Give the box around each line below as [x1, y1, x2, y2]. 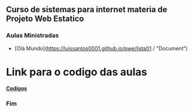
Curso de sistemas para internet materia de [6, 5, 168, 15]
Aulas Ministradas [6, 32, 59, 40]
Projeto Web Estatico [6, 14, 84, 24]
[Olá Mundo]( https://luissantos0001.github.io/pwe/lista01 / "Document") [14, 45, 188, 52]
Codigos [6, 85, 27, 92]
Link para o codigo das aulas [6, 65, 147, 79]
